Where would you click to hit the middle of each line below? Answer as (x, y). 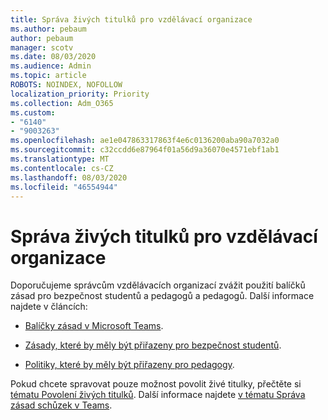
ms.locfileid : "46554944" (64, 187)
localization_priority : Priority (80, 94)
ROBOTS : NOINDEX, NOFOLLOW (66, 85)
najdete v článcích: (49, 307)
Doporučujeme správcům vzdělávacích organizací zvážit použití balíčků (158, 285)
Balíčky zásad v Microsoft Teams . (94, 326)
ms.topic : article (48, 76)
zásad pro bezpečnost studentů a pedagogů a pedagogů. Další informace (162, 296)
